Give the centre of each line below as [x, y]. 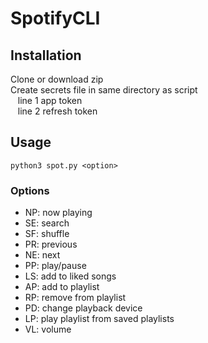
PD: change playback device [83, 308]
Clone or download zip [57, 79]
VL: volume [48, 329]
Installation [46, 55]
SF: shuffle [47, 234]
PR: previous [51, 244]
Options [30, 190]
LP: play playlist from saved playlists [99, 319]
